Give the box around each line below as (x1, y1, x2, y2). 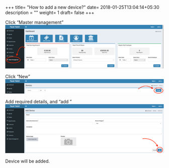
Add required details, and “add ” (5, 98, 72, 104)
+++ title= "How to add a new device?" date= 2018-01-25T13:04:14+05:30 (5, 5, 159, 10)
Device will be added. (5, 158, 50, 164)
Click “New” (5, 73, 30, 79)
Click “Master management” (5, 20, 64, 25)
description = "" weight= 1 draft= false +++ (5, 10, 95, 16)
